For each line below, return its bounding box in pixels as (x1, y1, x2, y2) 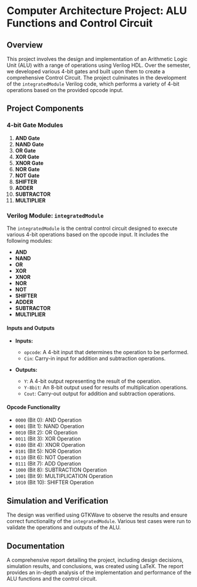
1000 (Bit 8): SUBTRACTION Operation (15, 466, 107, 473)
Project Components (6, 104, 84, 114)
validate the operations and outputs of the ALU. (6, 524, 121, 531)
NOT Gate (15, 172, 40, 179)
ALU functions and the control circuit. (6, 575, 97, 582)
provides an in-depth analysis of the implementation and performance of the (6, 569, 192, 576)
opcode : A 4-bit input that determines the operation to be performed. (23, 349, 189, 356)
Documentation (6, 541, 65, 551)
